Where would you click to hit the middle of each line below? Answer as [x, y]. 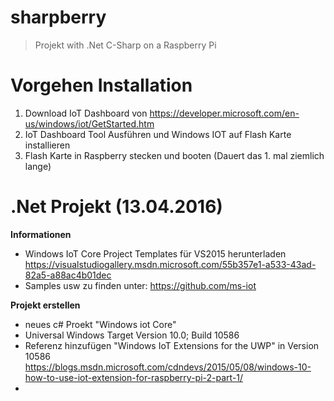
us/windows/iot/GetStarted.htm [89, 123]
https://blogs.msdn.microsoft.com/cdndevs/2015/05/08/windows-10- [168, 367]
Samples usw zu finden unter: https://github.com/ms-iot [140, 285]
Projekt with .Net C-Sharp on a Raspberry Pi [125, 45]
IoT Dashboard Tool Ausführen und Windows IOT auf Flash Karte [158, 134]
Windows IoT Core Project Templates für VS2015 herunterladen [155, 253]
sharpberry [58, 17]
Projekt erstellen [45, 305]
